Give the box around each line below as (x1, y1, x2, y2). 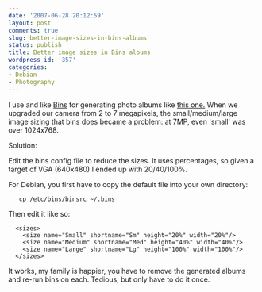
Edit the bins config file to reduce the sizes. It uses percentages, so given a (8, 156, 254, 165)
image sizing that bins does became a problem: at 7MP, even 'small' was (8, 117, 246, 126)
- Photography (8, 78, 56, 86)
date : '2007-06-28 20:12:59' (8, 11, 105, 20)
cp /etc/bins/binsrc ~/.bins (18, 195, 115, 203)
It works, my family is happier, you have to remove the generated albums (8, 266, 246, 275)
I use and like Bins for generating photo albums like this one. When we (8, 100, 238, 109)
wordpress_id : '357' (8, 56, 77, 64)
